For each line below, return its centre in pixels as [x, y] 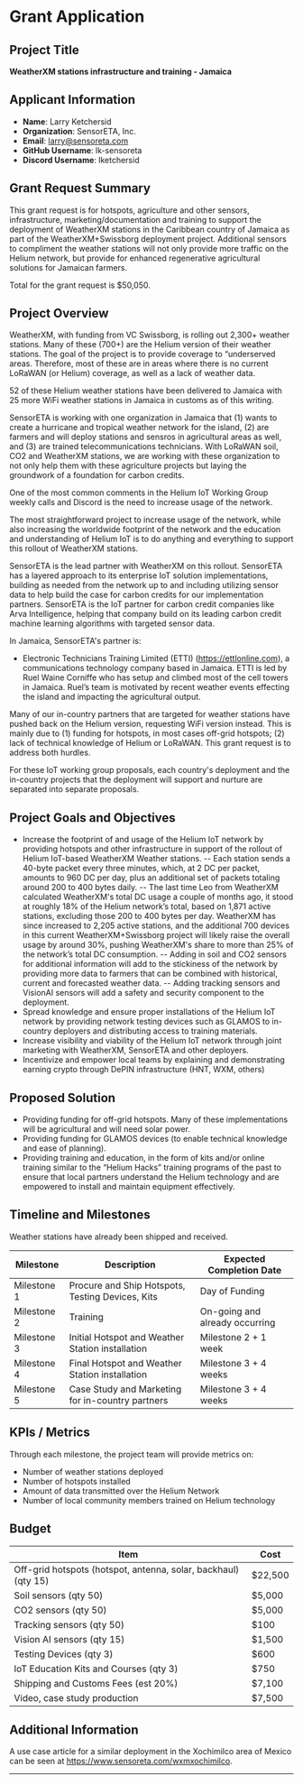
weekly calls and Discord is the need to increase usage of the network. [141, 502]
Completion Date [244, 1270]
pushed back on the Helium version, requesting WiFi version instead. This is [150, 724]
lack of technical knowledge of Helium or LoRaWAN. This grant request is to [150, 743]
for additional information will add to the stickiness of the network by [150, 964]
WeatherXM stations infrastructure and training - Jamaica [121, 71]
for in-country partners [119, 1400]
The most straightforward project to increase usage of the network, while [145, 520]
